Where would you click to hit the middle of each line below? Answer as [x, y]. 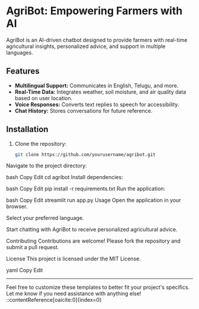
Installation [27, 130]
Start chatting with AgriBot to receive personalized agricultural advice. [92, 230]
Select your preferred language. [45, 218]
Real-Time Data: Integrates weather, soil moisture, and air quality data [100, 92]
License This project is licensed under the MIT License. [73, 259]
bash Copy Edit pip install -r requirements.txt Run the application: [86, 189]
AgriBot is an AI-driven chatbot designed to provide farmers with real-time [97, 40]
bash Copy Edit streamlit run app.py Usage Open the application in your [94, 200]
